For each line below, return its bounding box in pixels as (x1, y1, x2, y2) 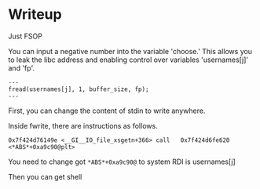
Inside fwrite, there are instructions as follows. (8, 121, 159, 130)
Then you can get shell (8, 172, 82, 181)
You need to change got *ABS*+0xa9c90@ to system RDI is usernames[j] (8, 157, 236, 166)
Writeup (8, 5, 62, 24)
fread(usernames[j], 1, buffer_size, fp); (8, 85, 149, 93)
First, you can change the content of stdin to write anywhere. (8, 106, 206, 115)
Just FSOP (8, 31, 43, 41)
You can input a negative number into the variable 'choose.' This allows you (8, 46, 253, 56)
